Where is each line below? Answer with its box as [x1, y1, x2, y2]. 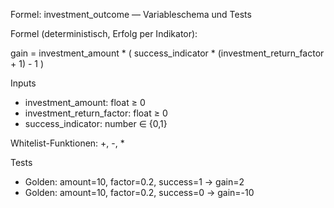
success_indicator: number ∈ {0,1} [24, 118, 168, 129]
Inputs [10, 77, 37, 89]
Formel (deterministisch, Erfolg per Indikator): [10, 28, 198, 39]
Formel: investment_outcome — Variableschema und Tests [10, 9, 252, 20]
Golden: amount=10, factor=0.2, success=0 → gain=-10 [24, 187, 255, 198]
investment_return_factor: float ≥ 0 [24, 107, 168, 119]
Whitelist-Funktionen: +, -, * [10, 137, 125, 149]
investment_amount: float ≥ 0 [24, 97, 146, 108]
